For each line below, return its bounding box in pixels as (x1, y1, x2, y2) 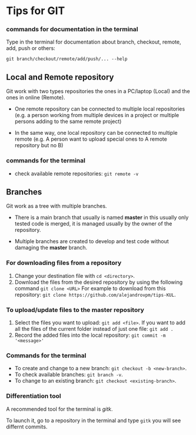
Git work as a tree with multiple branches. (6, 202, 107, 210)
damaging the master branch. (14, 244, 88, 251)
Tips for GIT (6, 4, 65, 18)
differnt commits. (6, 423, 48, 430)
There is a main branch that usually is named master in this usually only (14, 214, 189, 221)
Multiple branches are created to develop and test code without (14, 238, 169, 245)
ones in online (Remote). (6, 94, 66, 101)
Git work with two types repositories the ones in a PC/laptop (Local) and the (6, 88, 190, 95)
